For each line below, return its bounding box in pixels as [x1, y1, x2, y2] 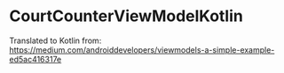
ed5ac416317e [9, 54, 62, 64]
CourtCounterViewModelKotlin [9, 6, 244, 26]
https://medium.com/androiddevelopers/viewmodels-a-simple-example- [9, 44, 275, 55]
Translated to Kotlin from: [9, 35, 102, 46]
